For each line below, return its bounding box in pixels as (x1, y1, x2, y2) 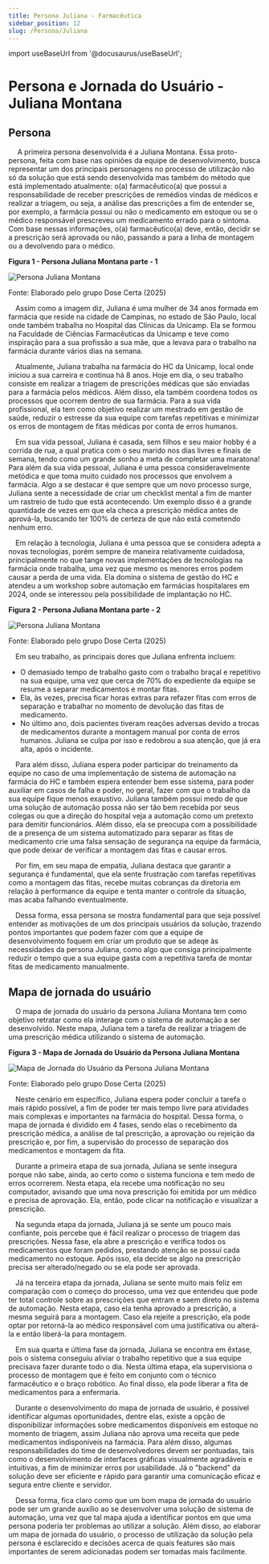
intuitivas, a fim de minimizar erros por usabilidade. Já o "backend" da (8, 1463, 241, 1472)
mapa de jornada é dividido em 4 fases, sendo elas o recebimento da (8, 1120, 238, 1130)
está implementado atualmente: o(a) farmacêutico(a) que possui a (8, 182, 227, 191)
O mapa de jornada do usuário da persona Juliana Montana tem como (15, 1007, 247, 1016)
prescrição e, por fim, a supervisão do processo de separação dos (8, 1137, 229, 1147)
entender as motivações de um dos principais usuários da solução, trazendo (8, 919, 262, 929)
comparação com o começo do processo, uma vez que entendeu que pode (8, 1287, 259, 1296)
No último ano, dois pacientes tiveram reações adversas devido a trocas (19, 719, 259, 729)
